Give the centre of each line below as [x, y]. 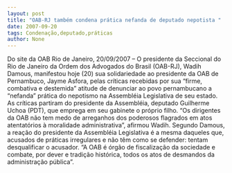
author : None [26, 39]
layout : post [26, 13]
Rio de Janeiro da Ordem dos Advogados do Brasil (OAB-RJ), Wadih [104, 66]
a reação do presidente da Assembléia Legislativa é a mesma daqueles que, [116, 133]
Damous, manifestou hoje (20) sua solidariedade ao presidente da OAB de [113, 74]
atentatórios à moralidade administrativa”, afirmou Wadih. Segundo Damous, [116, 125]
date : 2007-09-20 [32, 26]
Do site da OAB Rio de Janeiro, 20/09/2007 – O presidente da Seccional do [114, 59]
